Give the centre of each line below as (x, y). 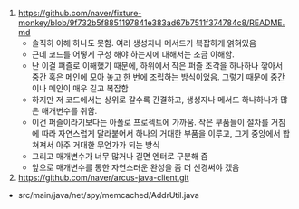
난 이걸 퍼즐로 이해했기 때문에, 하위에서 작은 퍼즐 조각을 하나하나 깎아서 (157, 66)
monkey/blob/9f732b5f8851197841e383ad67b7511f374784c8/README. (151, 23)
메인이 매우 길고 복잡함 (88, 88)
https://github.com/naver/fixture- (80, 13)
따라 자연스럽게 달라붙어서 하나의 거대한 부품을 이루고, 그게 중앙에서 (161, 133)
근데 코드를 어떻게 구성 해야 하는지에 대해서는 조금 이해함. (133, 54)
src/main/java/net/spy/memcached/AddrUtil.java (108, 195)
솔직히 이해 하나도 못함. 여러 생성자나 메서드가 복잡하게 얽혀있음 (144, 43)
